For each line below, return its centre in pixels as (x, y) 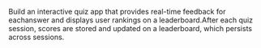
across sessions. (36, 37)
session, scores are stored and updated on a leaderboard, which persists (130, 28)
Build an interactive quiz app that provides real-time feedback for (117, 12)
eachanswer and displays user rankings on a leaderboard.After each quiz (131, 20)
